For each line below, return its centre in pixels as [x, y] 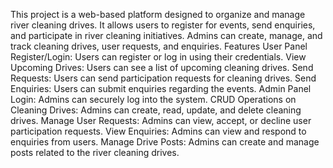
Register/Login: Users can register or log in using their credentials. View [158, 57]
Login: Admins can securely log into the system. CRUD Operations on [153, 99]
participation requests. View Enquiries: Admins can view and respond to [158, 131]
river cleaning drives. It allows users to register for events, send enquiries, [163, 25]
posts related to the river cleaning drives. [95, 152]
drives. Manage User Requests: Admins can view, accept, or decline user [161, 120]
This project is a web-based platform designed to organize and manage [158, 14]
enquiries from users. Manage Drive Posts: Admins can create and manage [165, 142]
